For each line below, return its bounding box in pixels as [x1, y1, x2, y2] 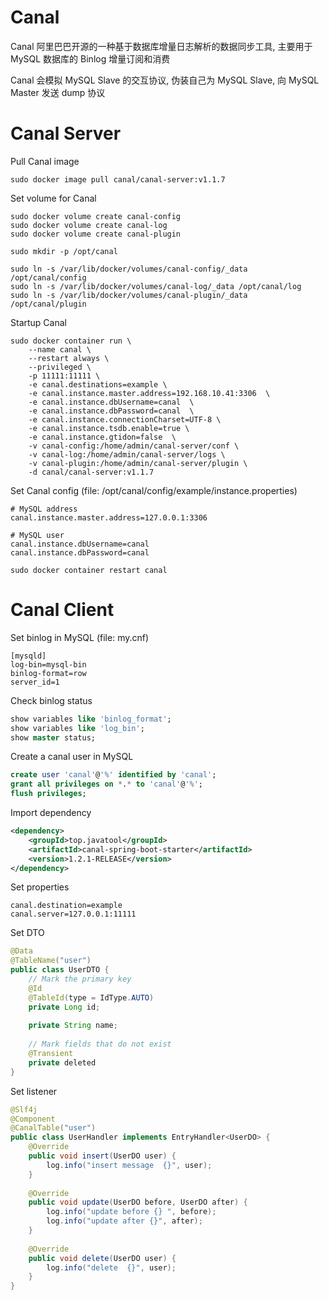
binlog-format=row [10, 668, 87, 678]
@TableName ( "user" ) [10, 956, 92, 966]
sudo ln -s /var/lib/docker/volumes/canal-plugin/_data [10, 290, 248, 300]
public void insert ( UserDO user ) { [28, 1151, 177, 1161]
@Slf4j [10, 1104, 38, 1115]
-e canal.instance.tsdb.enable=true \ [28, 423, 190, 433]
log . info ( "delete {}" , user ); [46, 1262, 177, 1273]
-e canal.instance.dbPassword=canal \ [28, 406, 195, 416]
